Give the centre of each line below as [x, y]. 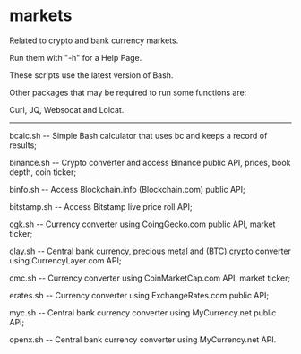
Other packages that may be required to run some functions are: [128, 92]
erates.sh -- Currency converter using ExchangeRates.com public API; [139, 295]
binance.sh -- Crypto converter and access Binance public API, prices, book [150, 162]
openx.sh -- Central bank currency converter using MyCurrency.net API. [143, 339]
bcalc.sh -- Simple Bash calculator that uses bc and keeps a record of [138, 135]
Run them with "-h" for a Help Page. [76, 57]
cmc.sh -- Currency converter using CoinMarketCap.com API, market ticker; [150, 278]
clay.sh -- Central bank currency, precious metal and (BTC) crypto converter [150, 251]
